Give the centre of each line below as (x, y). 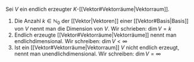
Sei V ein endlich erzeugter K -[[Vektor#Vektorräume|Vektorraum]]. (88, 9)
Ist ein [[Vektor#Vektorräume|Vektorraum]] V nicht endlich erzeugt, (97, 47)
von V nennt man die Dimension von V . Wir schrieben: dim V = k (93, 28)
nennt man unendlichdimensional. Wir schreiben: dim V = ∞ (87, 54)
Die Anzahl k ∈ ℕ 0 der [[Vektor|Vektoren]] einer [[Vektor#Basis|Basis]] (101, 22)
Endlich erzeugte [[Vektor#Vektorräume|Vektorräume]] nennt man (95, 35)
